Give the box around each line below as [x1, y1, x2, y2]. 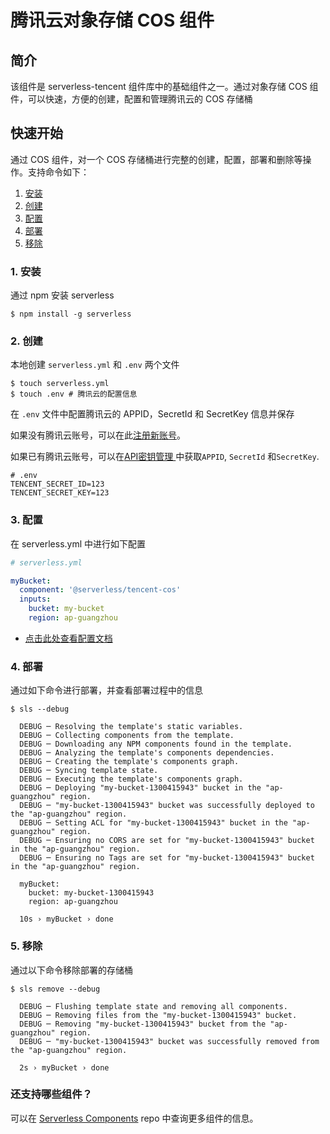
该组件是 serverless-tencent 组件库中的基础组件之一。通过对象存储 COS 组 [10, 81, 319, 92]
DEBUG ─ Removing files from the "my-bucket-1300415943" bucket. [19, 1010, 298, 1020]
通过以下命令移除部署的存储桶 [10, 964, 133, 976]
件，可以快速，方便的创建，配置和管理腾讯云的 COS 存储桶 [10, 93, 253, 105]
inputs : [19, 594, 52, 605]
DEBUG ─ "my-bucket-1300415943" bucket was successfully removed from [19, 1036, 320, 1046]
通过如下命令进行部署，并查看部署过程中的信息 [10, 684, 203, 696]
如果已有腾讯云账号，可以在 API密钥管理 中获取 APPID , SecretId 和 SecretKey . [10, 451, 320, 463]
